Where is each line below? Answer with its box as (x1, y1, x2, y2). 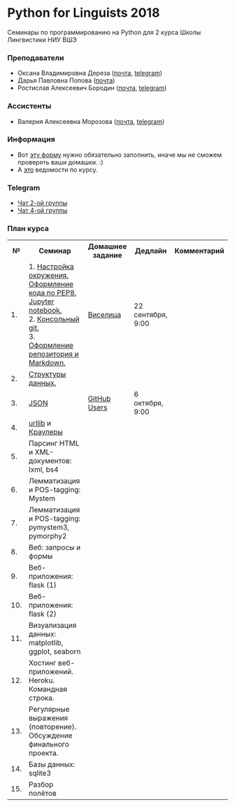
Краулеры (29, 427, 63, 437)
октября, (134, 398, 164, 408)
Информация (7, 134, 55, 144)
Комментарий (174, 246, 225, 256)
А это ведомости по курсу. (17, 165, 98, 174)
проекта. (29, 748, 59, 758)
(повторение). (29, 722, 77, 732)
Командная (29, 685, 68, 694)
